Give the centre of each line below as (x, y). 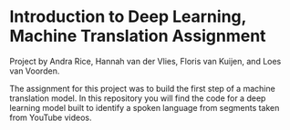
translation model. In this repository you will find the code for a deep (138, 98)
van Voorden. (35, 71)
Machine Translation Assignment (138, 36)
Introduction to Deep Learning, (128, 17)
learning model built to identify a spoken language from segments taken (145, 107)
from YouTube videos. (51, 117)
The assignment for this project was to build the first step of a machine (142, 88)
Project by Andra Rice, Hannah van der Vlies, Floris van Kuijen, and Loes (145, 61)
